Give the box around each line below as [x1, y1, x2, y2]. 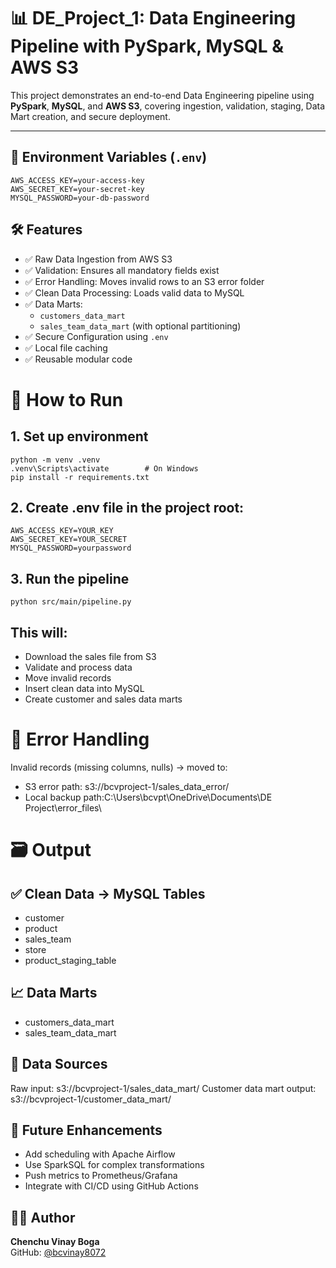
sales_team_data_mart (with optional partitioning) [39, 320, 242, 332]
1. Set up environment [10, 428, 149, 445]
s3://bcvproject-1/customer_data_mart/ [10, 1093, 172, 1105]
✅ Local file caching [24, 341, 108, 354]
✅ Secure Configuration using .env [24, 330, 169, 342]
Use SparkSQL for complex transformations [24, 1159, 205, 1171]
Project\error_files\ [24, 801, 102, 814]
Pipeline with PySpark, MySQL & [10, 35, 285, 58]
